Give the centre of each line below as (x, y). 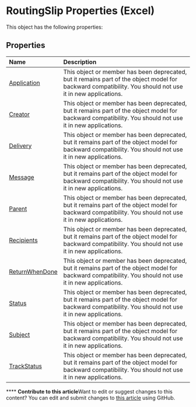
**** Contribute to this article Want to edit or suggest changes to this (90, 391)
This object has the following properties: (55, 27)
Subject (20, 334)
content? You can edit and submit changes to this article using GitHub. (91, 398)
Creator (20, 114)
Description (80, 61)
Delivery (20, 146)
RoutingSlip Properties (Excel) (80, 11)
